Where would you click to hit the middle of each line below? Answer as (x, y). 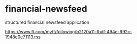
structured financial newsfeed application (47, 22)
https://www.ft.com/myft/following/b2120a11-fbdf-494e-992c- (68, 31)
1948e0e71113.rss (23, 37)
